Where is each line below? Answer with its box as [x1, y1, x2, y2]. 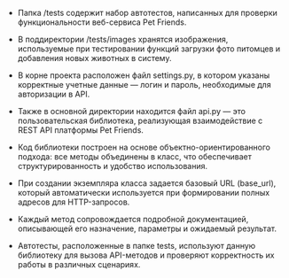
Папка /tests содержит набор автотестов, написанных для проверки [17, 8, 277, 18]
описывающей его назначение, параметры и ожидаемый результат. [17, 223, 277, 234]
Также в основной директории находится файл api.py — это [17, 106, 246, 116]
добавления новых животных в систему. [17, 53, 172, 63]
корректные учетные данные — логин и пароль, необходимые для [17, 80, 272, 89]
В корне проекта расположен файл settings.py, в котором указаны [17, 70, 270, 81]
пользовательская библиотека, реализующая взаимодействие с [17, 115, 263, 126]
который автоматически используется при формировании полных [17, 188, 270, 197]
